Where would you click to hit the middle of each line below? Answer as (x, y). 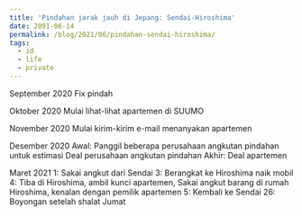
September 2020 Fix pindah (61, 93)
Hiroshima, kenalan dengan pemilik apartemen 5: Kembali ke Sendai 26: (142, 192)
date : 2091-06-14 (42, 26)
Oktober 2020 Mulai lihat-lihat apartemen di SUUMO (107, 111)
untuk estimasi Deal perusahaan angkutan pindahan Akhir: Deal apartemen (148, 155)
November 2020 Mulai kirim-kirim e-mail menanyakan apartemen (131, 128)
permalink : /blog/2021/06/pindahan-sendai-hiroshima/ (113, 34)
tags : (19, 43)
